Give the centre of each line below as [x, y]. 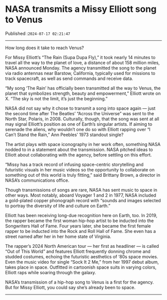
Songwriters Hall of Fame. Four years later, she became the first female [78, 226]
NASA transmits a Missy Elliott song [81, 9]
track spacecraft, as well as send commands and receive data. [69, 78]
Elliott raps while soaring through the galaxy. [51, 272]
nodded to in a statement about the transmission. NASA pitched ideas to [79, 150]
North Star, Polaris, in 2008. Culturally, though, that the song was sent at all [82, 119]
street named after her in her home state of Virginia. [58, 236]
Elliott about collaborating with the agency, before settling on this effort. [79, 154]
